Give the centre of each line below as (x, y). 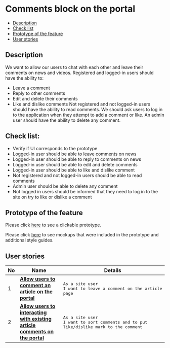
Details (113, 270)
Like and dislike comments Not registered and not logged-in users (81, 104)
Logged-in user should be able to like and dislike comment (74, 170)
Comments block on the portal (70, 9)
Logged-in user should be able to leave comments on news (74, 154)
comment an (35, 286)
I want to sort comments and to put (105, 322)
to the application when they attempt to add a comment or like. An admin (88, 115)
